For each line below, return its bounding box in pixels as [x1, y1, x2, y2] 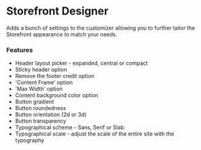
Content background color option [15, 92, 99, 99]
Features [6, 45, 33, 54]
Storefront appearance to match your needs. [6, 30, 117, 37]
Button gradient [15, 98, 54, 105]
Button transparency [15, 117, 67, 125]
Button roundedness [15, 105, 67, 112]
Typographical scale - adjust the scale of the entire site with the [15, 130, 174, 137]
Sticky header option [15, 66, 68, 73]
